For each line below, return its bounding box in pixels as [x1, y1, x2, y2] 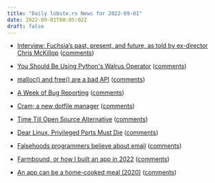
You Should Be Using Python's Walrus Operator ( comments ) [16, 62, 187, 71]
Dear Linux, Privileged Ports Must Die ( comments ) [16, 128, 159, 137]
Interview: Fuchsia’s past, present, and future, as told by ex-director [16, 42, 208, 50]
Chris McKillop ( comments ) [16, 49, 94, 57]
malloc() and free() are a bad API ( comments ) [16, 75, 146, 84]
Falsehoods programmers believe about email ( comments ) [16, 142, 182, 150]
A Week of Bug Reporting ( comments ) [16, 88, 125, 97]
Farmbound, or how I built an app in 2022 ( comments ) [16, 155, 170, 163]
